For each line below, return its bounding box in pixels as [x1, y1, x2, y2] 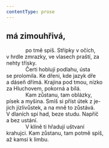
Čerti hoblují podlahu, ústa [25, 66, 91, 73]
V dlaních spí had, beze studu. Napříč [6, 110, 99, 117]
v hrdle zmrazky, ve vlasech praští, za [6, 53, 100, 61]
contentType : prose [6, 8, 55, 15]
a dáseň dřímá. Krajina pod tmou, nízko [6, 78, 103, 86]
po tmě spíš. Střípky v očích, [25, 47, 96, 54]
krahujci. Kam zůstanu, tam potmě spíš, [6, 129, 104, 137]
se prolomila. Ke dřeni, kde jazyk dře [6, 73, 96, 80]
